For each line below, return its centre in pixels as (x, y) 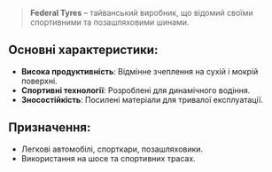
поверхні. (39, 81)
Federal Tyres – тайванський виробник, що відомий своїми (141, 13)
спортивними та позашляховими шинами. (109, 22)
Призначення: (50, 128)
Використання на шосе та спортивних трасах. (108, 158)
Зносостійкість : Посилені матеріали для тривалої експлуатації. (142, 99)
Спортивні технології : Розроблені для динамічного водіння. (136, 90)
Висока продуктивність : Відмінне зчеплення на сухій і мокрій (140, 71)
